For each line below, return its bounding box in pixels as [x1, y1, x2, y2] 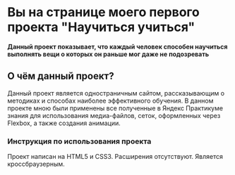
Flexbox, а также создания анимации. [7, 119, 121, 127]
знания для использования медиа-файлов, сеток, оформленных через [7, 111, 221, 119]
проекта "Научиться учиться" [7, 19, 195, 35]
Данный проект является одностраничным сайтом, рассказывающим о [7, 89, 224, 97]
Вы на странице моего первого [7, 4, 200, 20]
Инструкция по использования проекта [7, 136, 152, 146]
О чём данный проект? [7, 70, 114, 82]
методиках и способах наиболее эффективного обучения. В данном [7, 96, 214, 105]
